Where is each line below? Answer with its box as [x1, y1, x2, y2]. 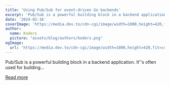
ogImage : [5, 40, 24, 46]
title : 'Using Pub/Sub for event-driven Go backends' [5, 7, 121, 13]
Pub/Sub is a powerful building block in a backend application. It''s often [5, 59, 156, 65]
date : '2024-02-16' [5, 17, 47, 22]
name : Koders [10, 31, 37, 36]
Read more [5, 74, 28, 80]
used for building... [5, 64, 45, 70]
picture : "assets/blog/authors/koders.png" [10, 36, 103, 41]
